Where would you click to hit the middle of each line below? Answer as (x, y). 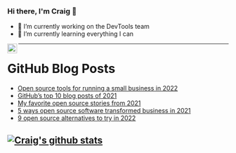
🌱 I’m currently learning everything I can (76, 34)
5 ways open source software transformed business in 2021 (104, 111)
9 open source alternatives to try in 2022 (77, 118)
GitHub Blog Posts (61, 69)
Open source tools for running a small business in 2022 (98, 88)
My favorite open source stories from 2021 (79, 103)
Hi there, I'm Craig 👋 (42, 11)
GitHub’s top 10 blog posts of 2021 (67, 96)
